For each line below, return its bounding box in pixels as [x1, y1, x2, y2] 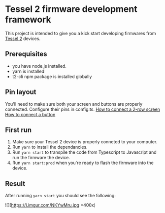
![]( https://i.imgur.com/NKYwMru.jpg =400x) [5, 202, 96, 208]
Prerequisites [5, 50, 47, 58]
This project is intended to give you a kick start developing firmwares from [5, 30, 156, 36]
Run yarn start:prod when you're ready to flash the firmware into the [12, 160, 154, 166]
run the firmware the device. [12, 155, 70, 161]
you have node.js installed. [12, 63, 66, 69]
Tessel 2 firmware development [5, 3, 137, 15]
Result [5, 179, 26, 188]
